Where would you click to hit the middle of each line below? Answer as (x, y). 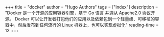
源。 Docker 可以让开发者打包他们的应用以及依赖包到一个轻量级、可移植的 (80, 19)
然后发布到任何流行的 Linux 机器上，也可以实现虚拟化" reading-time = (88, 25)
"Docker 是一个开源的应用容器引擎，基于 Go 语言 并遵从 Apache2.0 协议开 (80, 13)
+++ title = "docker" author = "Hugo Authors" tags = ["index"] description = (82, 7)
